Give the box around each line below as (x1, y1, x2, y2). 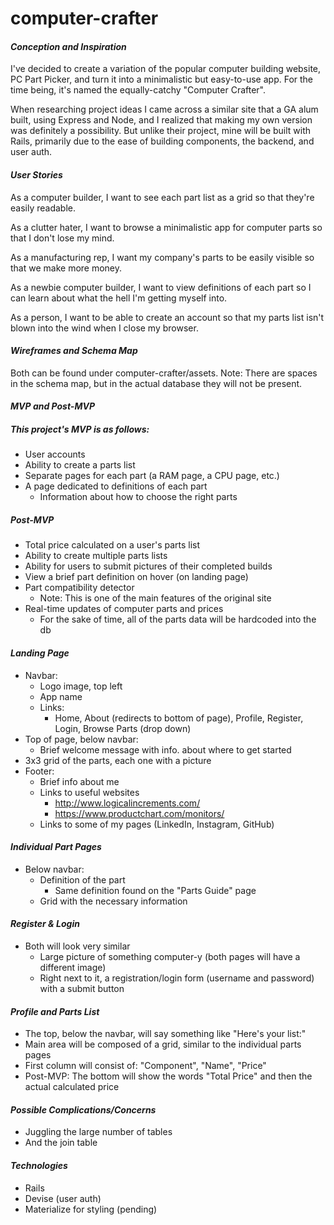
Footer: (24, 765, 55, 777)
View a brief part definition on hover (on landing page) (24, 571, 249, 583)
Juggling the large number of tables (24, 1126, 173, 1138)
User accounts (24, 448, 86, 461)
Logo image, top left (39, 680, 123, 692)
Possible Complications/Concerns (10, 1103, 157, 1116)
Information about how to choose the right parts (39, 491, 238, 503)
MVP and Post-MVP (10, 400, 95, 412)
